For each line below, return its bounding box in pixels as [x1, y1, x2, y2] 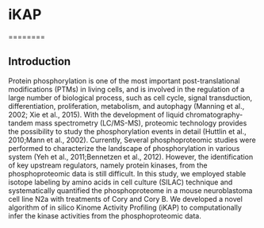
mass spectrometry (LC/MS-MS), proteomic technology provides [34, 118, 247, 128]
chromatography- [186, 110, 243, 119]
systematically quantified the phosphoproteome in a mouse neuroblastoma [8, 185, 253, 195]
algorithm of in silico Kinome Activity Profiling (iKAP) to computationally [8, 203, 242, 212]
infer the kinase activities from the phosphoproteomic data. [8, 211, 202, 220]
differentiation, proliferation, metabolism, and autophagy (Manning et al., [8, 101, 245, 110]
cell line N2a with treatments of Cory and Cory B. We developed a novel [8, 194, 243, 203]
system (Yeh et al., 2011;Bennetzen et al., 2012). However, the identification [8, 152, 254, 161]
